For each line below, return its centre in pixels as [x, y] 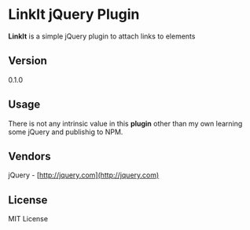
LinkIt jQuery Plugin [74, 15]
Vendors [29, 156]
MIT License [28, 219]
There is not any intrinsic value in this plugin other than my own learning [125, 123]
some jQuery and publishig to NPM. [66, 132]
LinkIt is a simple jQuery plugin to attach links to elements [102, 36]
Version [28, 61]
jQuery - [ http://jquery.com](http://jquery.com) [84, 175]
